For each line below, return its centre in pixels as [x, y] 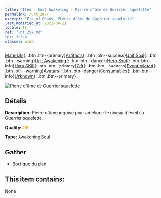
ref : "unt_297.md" [24, 32]
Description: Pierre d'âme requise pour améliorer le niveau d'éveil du [75, 112]
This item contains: [35, 179]
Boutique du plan [29, 164]
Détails [16, 101]
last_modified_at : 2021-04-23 [36, 23]
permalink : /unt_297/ [27, 14]
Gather [16, 152]
